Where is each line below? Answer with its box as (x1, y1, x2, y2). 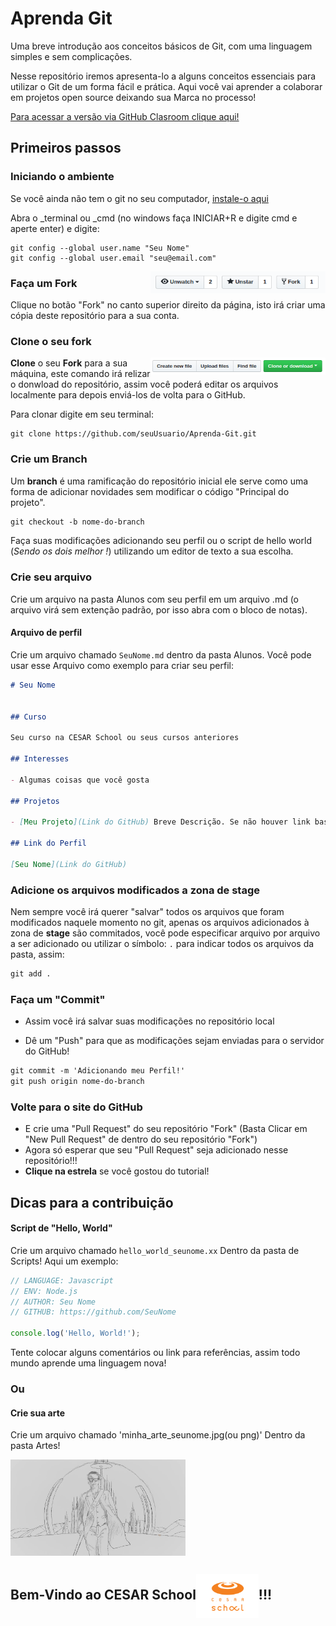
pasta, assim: (10, 948, 65, 960)
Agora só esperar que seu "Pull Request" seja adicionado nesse (24, 1144, 289, 1156)
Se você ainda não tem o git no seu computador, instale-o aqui (10, 192, 269, 204)
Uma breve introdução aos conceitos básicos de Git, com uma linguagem (10, 40, 313, 52)
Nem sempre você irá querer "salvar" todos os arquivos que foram (10, 905, 285, 917)
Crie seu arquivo (10, 570, 93, 584)
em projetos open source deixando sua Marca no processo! (10, 91, 257, 103)
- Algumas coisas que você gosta (10, 775, 150, 785)
